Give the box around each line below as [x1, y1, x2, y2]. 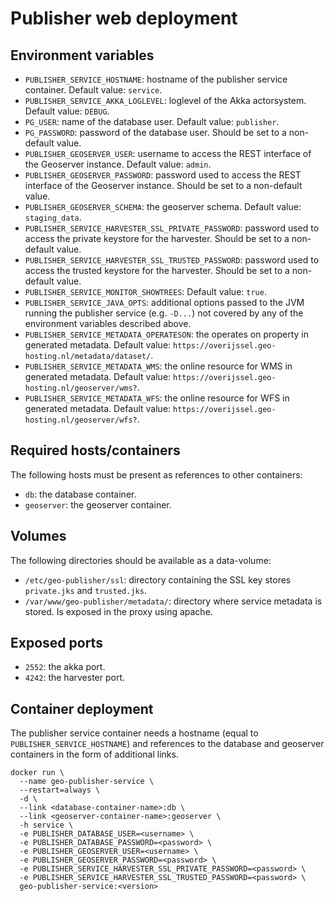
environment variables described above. [24, 318, 192, 329]
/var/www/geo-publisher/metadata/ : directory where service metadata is [24, 595, 323, 607]
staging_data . [24, 212, 82, 223]
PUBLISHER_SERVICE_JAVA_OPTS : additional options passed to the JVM [24, 297, 305, 308]
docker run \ [10, 768, 65, 778]
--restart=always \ [19, 785, 101, 796]
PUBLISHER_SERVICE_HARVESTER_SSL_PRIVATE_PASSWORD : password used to [24, 222, 320, 234]
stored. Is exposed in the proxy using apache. [24, 605, 213, 617]
